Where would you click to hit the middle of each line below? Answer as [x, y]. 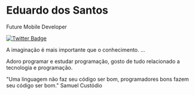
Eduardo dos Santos [57, 10]
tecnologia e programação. [39, 67]
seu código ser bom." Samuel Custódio [54, 85]
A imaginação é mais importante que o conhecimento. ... [76, 50]
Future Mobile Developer [37, 27]
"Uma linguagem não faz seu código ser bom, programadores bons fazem [98, 79]
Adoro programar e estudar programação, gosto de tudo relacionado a [93, 61]
